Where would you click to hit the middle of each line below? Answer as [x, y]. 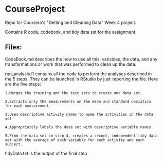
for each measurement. [28, 106]
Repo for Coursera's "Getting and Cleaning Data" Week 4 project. [71, 22]
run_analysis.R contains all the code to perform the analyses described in [79, 74]
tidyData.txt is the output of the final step [46, 153]
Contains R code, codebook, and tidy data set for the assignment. [71, 32]
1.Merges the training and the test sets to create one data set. [74, 93]
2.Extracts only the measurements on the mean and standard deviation [78, 101]
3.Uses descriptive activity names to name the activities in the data [79, 114]
